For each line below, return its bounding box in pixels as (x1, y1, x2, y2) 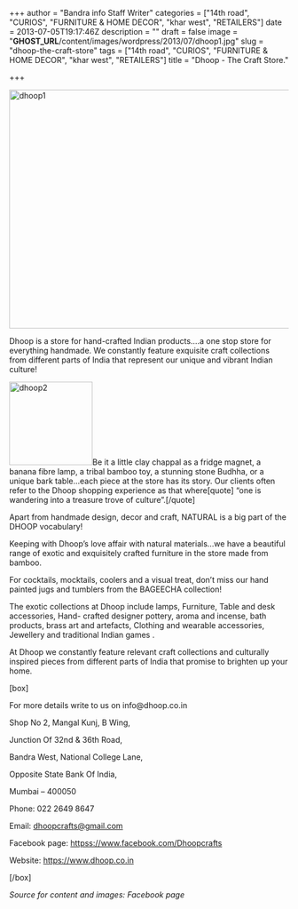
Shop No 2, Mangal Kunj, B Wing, (9, 717, 131, 728)
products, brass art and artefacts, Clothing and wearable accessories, (9, 620, 265, 630)
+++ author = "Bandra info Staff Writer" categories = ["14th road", (9, 8, 250, 18)
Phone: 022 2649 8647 (9, 803, 95, 814)
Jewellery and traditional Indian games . (9, 630, 155, 640)
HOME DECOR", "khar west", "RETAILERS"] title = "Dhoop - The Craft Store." (9, 55, 289, 65)
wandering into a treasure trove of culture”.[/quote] (9, 495, 196, 505)
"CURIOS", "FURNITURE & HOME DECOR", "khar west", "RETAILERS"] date (9, 17, 282, 28)
